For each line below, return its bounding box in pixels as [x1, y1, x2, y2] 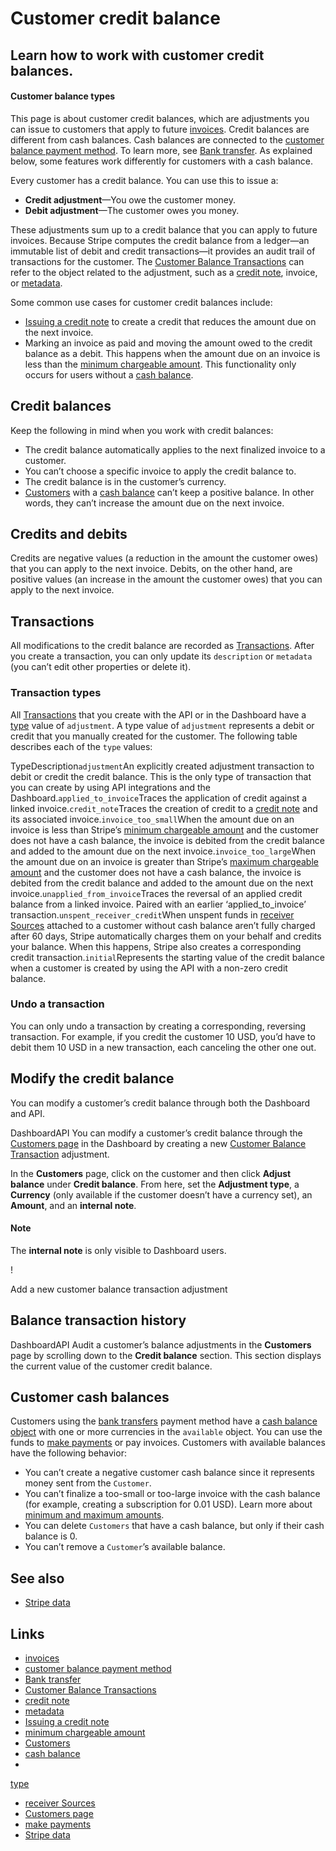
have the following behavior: [10, 1447, 127, 1459]
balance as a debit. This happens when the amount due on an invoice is [24, 347, 321, 359]
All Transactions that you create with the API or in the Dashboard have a [10, 708, 307, 721]
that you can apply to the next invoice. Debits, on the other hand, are [10, 563, 293, 575]
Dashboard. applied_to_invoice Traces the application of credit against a [10, 792, 308, 804]
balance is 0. [24, 1530, 78, 1542]
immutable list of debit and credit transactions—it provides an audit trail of [10, 245, 316, 257]
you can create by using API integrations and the [10, 781, 212, 793]
